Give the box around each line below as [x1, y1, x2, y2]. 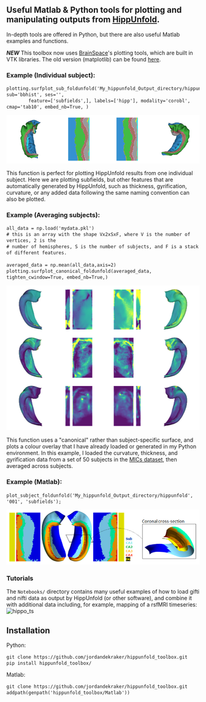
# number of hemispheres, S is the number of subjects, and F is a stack [6, 244, 199, 250]
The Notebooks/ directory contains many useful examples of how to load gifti [6, 588, 200, 595]
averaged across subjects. [6, 462, 74, 470]
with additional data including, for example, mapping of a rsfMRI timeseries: [6, 601, 197, 608]
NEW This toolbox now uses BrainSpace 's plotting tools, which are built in [6, 49, 193, 56]
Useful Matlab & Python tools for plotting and [6, 5, 182, 15]
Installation [6, 625, 50, 636]
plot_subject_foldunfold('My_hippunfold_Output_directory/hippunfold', [6, 493, 193, 499]
